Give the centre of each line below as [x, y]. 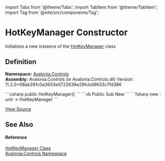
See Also [19, 124]
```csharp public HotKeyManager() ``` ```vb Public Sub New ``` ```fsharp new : [83, 94]
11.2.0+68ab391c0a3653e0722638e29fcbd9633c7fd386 [63, 84]
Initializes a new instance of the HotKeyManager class [60, 46]
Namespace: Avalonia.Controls [37, 74]
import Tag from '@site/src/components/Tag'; [52, 12]
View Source [18, 109]
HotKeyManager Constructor [67, 33]
